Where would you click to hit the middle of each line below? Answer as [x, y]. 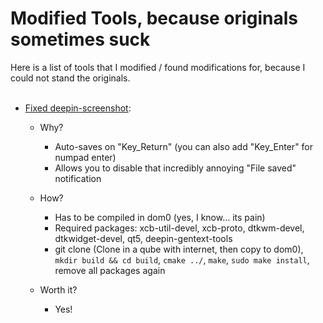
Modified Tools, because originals [154, 18]
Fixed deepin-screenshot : [78, 108]
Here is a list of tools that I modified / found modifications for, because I [158, 67]
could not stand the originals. [70, 78]
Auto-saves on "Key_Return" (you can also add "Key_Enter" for [184, 146]
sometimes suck [80, 39]
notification [78, 178]
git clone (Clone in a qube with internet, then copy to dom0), [179, 249]
